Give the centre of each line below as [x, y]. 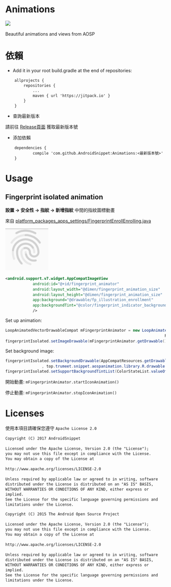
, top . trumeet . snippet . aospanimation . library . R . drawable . [104, 366]
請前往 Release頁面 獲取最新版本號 [41, 127]
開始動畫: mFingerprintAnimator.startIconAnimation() [62, 382]
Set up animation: [24, 320]
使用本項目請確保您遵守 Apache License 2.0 [51, 428]
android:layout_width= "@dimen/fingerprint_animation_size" [96, 289]
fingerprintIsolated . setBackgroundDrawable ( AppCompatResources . [75, 361]
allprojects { [29, 80]
